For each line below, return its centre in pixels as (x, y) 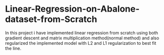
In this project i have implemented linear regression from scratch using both (82, 33)
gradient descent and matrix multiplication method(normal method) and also (82, 38)
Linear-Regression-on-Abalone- (72, 9)
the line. (13, 48)
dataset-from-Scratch (51, 19)
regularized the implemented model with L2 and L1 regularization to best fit (81, 43)
